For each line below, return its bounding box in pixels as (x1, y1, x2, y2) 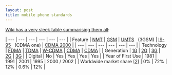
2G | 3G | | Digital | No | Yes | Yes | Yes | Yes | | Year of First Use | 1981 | (5, 52, 157, 59)
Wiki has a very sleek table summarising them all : (5, 26, 110, 32)
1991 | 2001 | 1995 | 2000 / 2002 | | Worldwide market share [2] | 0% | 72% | (5, 58, 167, 64)
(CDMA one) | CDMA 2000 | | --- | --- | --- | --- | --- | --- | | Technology (14, 42, 167, 48)
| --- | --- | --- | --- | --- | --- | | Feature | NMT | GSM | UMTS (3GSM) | (5, 36, 158, 43)
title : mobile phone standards (5, 12, 72, 17)
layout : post (5, 7, 33, 13)
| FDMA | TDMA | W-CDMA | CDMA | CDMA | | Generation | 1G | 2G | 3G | (5, 47, 161, 53)
